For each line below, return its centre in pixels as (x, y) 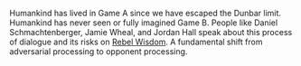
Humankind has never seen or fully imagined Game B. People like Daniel (144, 23)
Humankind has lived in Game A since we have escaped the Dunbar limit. (146, 13)
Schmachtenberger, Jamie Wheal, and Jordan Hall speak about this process (151, 32)
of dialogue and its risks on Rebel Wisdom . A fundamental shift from (136, 42)
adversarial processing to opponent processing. (99, 52)
